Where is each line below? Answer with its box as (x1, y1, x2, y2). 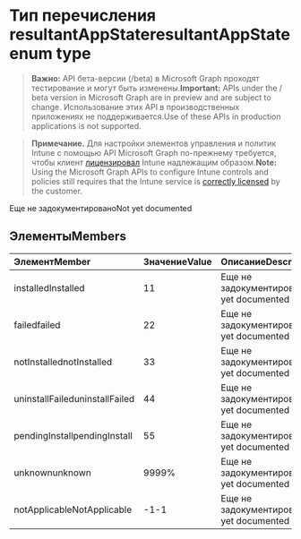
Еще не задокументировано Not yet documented (9, 202, 193, 213)
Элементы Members (9, 229, 127, 244)
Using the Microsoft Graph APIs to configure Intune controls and (30, 167, 269, 177)
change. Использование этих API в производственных (30, 101, 240, 112)
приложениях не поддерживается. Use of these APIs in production (30, 111, 281, 122)
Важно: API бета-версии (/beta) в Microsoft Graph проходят (30, 73, 260, 83)
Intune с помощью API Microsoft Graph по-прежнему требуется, (30, 147, 277, 158)
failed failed (13, 319, 61, 331)
